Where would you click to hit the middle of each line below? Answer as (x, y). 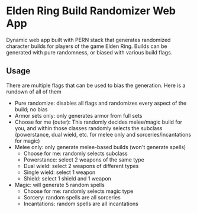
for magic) (27, 141)
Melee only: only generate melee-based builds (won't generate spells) (100, 147)
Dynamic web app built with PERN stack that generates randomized (88, 40)
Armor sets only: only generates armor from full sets (78, 115)
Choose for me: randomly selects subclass (76, 153)
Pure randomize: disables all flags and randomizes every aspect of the (101, 103)
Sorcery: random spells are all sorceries (72, 197)
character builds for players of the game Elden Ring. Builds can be (87, 46)
